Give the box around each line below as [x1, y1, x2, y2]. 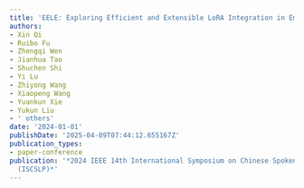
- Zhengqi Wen [9, 47, 63, 56]
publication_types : [9, 139, 83, 148]
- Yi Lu [9, 72, 39, 81]
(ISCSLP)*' [17, 164, 59, 174]
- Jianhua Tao [9, 55, 63, 64]
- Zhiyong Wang [9, 80, 67, 89]
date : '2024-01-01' [9, 123, 83, 132]
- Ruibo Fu [9, 38, 51, 48]
